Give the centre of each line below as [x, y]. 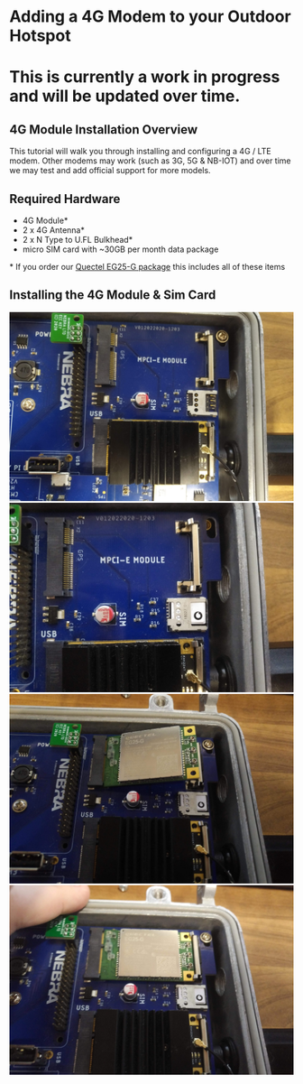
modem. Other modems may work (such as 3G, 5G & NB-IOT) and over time [150, 161]
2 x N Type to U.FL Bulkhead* [78, 240]
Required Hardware [65, 199]
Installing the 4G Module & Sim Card [113, 295]
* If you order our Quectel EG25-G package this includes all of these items [147, 267]
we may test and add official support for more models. [110, 171]
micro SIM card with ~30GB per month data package [120, 249]
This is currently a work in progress [145, 77]
